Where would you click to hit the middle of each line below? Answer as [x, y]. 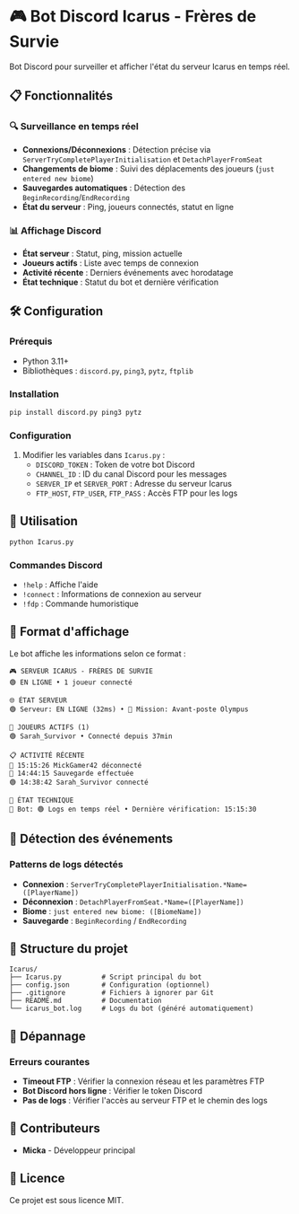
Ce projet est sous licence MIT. [67, 1200]
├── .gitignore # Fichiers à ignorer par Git [112, 993]
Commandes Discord [56, 565]
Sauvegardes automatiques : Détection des [104, 188]
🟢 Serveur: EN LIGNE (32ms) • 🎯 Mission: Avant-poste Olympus [129, 709]
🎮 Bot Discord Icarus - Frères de [133, 17]
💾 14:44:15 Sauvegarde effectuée [72, 773]
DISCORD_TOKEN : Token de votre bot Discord [115, 465]
